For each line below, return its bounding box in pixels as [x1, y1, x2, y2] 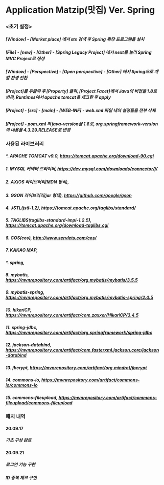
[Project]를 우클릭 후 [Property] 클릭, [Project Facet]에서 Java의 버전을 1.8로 [5, 88, 157, 94]
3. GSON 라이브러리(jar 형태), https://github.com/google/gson [5, 192, 132, 198]
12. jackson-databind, [5, 342, 52, 348]
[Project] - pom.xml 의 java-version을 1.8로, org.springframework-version [5, 121, 158, 127]
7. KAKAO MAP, [5, 247, 38, 253]
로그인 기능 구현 [5, 462, 36, 467]
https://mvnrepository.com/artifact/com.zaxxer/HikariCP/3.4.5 [5, 312, 139, 318]
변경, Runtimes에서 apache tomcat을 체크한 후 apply [5, 94, 111, 100]
